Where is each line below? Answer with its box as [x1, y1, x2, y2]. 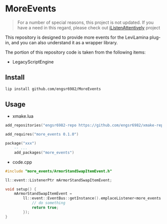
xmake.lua [12, 113, 34, 119]
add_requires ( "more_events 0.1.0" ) [5, 132, 79, 137]
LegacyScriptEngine [12, 59, 54, 65]
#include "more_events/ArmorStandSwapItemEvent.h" [5, 168, 112, 174]
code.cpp [12, 159, 32, 165]
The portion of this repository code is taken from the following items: [5, 49, 146, 55]
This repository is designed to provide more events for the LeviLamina [5, 34, 149, 40]
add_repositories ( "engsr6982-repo [5, 123, 77, 128]
